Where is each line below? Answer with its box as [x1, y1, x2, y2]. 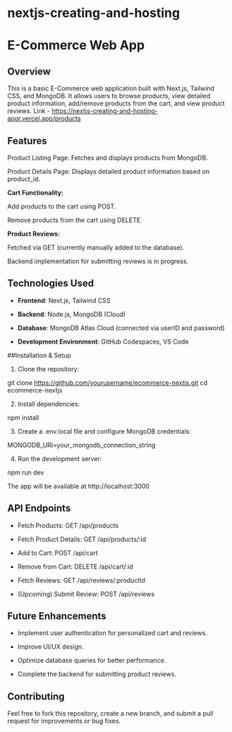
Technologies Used [7, 277, 94, 289]
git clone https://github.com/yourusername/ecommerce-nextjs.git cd [7, 378, 208, 387]
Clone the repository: [17, 364, 80, 373]
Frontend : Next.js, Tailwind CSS [17, 296, 111, 305]
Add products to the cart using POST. [7, 202, 116, 210]
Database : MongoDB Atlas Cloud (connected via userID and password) [17, 323, 226, 332]
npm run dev [7, 468, 44, 477]
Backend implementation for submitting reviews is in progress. [7, 257, 189, 265]
